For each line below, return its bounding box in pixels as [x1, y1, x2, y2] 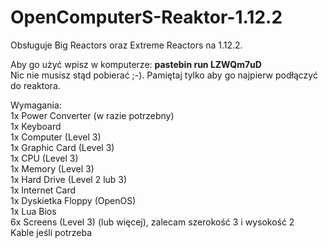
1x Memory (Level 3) [10, 162, 95, 175]
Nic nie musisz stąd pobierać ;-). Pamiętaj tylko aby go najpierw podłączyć [10, 69, 318, 81]
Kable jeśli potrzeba [10, 226, 93, 238]
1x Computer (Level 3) [10, 131, 102, 143]
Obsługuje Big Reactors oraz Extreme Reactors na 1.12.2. [10, 39, 243, 51]
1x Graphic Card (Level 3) [10, 141, 115, 153]
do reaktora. [10, 79, 61, 91]
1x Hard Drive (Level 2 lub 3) [10, 173, 128, 185]
